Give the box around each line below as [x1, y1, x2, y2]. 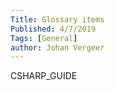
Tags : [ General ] [10, 33, 78, 43]
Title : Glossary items [10, 14, 105, 25]
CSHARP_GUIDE [10, 70, 78, 82]
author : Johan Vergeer [10, 42, 105, 53]
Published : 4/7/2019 [10, 24, 97, 34]
